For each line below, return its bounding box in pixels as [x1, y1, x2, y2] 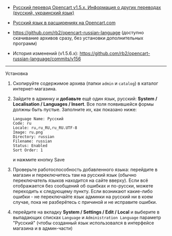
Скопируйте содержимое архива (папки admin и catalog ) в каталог [12, 80, 159, 86]
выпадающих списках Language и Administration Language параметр [12, 215, 161, 220]
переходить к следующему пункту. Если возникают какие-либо [12, 188, 153, 194]
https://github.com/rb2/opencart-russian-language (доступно [12, 30, 144, 35]
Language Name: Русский [12, 116, 64, 122]
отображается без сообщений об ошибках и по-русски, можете [12, 183, 154, 188]
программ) [12, 40, 37, 46]
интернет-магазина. [12, 86, 57, 91]
